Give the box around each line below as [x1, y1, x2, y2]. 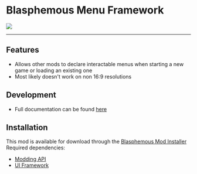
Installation [6, 122, 48, 132]
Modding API [14, 156, 46, 163]
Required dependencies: [6, 144, 66, 151]
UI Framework [14, 162, 49, 169]
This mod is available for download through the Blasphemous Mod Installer [6, 138, 187, 145]
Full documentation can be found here [14, 105, 107, 112]
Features [6, 45, 39, 55]
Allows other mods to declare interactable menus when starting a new [14, 60, 184, 67]
